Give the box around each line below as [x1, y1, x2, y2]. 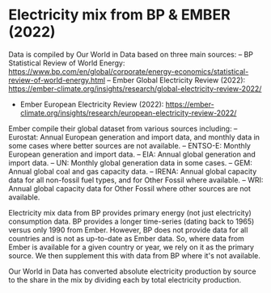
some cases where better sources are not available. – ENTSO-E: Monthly [8, 140, 251, 150]
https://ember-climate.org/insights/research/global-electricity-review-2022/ [8, 83, 262, 94]
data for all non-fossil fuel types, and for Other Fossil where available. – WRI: [8, 175, 264, 185]
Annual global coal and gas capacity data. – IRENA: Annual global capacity [8, 166, 257, 176]
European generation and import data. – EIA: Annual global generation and [8, 149, 256, 159]
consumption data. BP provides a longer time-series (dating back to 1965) [8, 216, 255, 226]
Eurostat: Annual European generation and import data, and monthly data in [8, 132, 260, 142]
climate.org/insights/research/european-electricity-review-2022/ [19, 107, 237, 118]
